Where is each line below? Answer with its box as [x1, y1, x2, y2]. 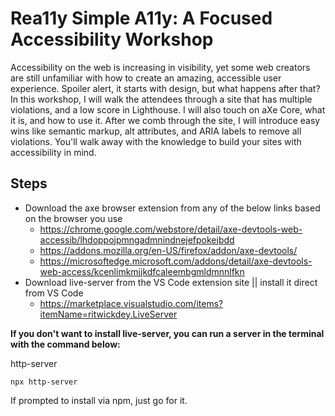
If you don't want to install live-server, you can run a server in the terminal [10, 327, 325, 339]
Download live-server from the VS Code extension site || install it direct [24, 276, 318, 288]
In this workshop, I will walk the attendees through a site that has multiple [10, 93, 313, 105]
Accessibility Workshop [10, 28, 214, 51]
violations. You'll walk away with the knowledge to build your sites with [10, 135, 302, 147]
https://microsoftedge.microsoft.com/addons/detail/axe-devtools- [39, 255, 313, 267]
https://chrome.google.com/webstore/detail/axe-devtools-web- [39, 223, 303, 235]
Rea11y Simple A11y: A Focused [10, 7, 273, 30]
